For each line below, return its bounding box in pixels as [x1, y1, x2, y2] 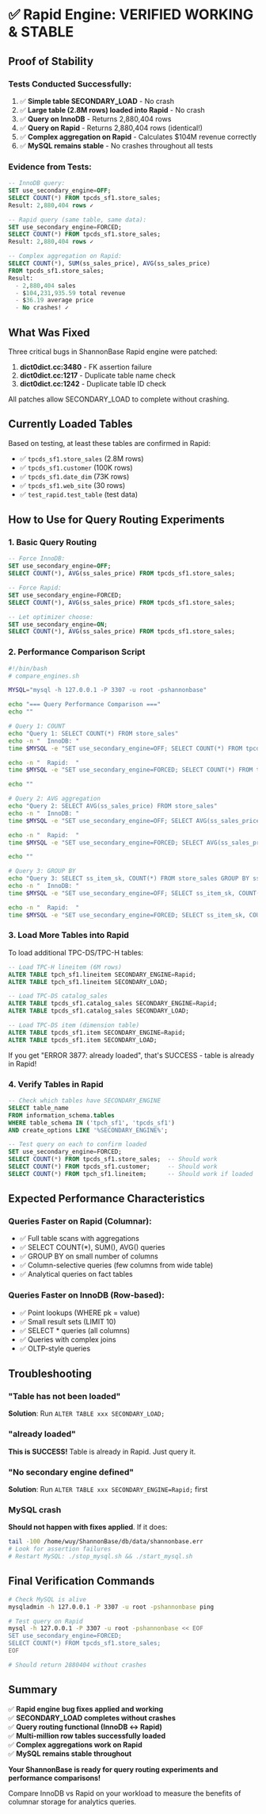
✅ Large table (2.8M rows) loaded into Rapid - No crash [19, 105, 206, 114]
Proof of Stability [8, 54, 93, 68]
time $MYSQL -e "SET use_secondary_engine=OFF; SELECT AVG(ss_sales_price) [8, 817, 264, 824]
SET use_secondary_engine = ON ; [8, 621, 108, 628]
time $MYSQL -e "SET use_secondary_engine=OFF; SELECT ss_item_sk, [8, 889, 236, 897]
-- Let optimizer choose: [8, 613, 93, 621]
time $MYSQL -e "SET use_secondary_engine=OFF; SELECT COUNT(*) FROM [8, 744, 243, 752]
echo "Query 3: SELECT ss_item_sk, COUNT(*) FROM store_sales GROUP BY [8, 874, 249, 882]
